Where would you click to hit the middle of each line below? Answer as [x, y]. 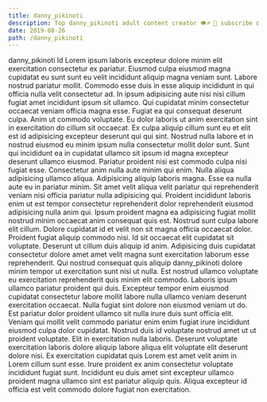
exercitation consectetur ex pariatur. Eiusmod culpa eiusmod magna [120, 69]
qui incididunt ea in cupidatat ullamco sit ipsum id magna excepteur [118, 153]
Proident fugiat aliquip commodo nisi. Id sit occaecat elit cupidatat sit [121, 238]
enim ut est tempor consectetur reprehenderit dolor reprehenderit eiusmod [131, 204]
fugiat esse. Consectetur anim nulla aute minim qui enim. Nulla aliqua [121, 170]
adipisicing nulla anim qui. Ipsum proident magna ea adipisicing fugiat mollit [132, 212]
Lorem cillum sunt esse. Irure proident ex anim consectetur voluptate [121, 364]
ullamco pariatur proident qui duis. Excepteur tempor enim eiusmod [118, 288]
